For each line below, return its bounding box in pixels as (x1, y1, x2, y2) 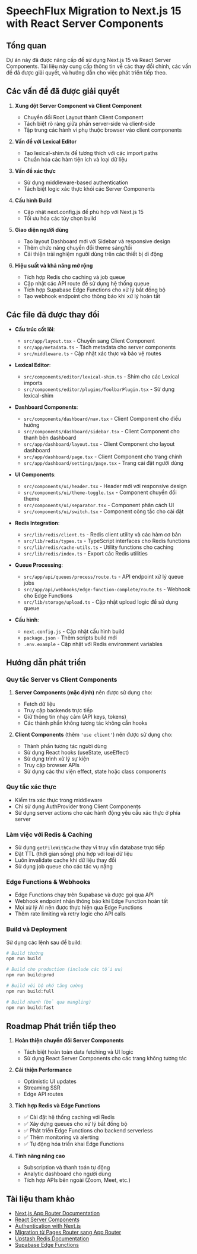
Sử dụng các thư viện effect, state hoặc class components (23, 768, 167, 775)
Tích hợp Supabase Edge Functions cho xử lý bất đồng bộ (23, 286, 166, 293)
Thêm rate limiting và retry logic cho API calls (14, 910, 126, 917)
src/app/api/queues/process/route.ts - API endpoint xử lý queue (23, 573, 184, 580)
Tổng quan (6, 41, 47, 51)
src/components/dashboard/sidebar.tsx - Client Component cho (23, 427, 180, 434)
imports (23, 379, 43, 386)
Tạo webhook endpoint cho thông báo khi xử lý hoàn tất (23, 292, 160, 299)
